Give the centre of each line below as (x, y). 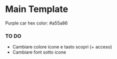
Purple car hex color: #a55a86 (36, 23)
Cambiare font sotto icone (39, 52)
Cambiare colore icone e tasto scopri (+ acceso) (62, 47)
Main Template (37, 9)
